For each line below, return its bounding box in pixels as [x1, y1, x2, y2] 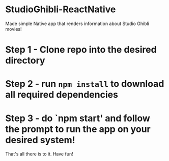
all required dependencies [5, 89, 119, 101]
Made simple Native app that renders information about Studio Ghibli [5, 20, 149, 27]
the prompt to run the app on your [5, 123, 151, 135]
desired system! [5, 134, 75, 146]
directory [5, 55, 45, 66]
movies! [5, 26, 22, 32]
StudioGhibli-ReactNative [5, 4, 116, 15]
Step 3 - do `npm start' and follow [5, 112, 150, 124]
